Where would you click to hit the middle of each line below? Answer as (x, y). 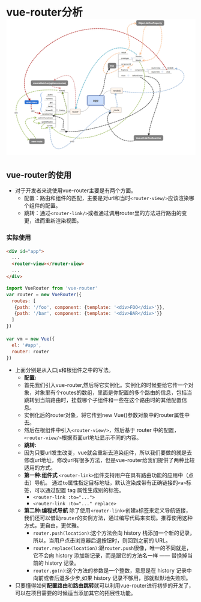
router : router (31, 351)
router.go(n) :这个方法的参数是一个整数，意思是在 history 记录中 (112, 571)
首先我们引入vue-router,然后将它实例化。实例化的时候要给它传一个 (106, 385)
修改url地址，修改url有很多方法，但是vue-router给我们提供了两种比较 (109, 460)
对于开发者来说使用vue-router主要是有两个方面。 (76, 190)
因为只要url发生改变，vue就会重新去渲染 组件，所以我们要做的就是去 (108, 453)
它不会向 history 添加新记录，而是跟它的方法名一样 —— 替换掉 (110, 556)
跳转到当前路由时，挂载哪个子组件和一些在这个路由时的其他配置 (103, 400)
